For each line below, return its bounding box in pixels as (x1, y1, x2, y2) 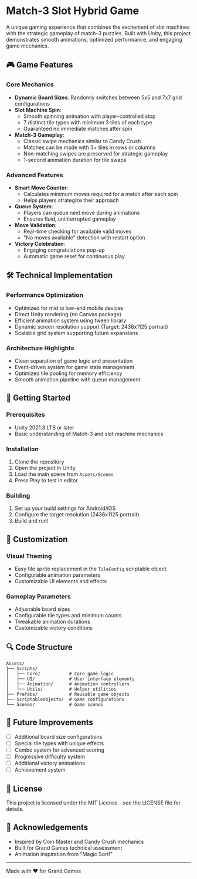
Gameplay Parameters (6, 592, 72, 600)
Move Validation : (14, 221, 57, 228)
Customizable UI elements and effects (14, 577, 107, 584)
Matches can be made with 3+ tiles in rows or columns (23, 144, 156, 151)
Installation (6, 445, 39, 453)
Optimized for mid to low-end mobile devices (14, 304, 124, 312)
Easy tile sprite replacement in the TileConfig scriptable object (14, 565, 167, 572)
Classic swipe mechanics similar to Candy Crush (23, 137, 141, 144)
